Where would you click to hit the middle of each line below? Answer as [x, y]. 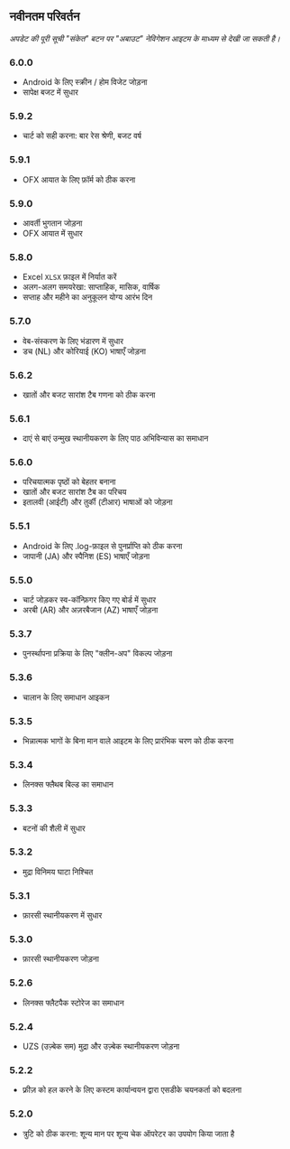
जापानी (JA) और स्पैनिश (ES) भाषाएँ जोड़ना [86, 556]
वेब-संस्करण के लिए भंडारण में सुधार [73, 341]
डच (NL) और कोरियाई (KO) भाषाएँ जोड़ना [84, 351]
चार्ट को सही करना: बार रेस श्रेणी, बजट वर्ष [82, 135]
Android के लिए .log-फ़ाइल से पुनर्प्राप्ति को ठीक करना [102, 546]
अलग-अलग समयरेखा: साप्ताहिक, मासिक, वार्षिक [91, 287]
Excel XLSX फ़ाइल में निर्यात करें [69, 277]
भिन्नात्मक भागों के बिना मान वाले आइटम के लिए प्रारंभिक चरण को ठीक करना [128, 741]
